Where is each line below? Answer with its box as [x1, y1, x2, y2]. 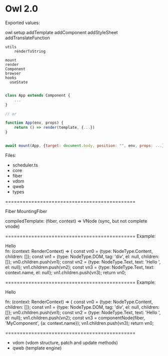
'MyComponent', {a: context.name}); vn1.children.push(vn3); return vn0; [5, 320, 154, 326]
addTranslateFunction [5, 35, 50, 41]
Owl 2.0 [5, 3, 38, 15]
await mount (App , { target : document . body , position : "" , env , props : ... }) [5, 143, 166, 148]
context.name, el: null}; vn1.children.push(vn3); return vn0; [5, 270, 126, 276]
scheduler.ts [12, 162, 38, 168]
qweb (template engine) [12, 345, 62, 351]
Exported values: [5, 20, 40, 26]
